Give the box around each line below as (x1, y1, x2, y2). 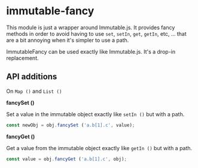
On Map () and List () (6, 88, 62, 95)
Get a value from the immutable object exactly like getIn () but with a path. (6, 144, 193, 151)
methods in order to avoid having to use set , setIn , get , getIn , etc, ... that (6, 30, 187, 37)
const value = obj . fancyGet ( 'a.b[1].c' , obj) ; (6, 156, 127, 162)
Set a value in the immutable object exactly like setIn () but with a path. (6, 110, 185, 117)
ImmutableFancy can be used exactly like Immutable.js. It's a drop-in (6, 48, 175, 55)
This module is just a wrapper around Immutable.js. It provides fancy (6, 24, 175, 31)
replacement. (6, 54, 39, 61)
